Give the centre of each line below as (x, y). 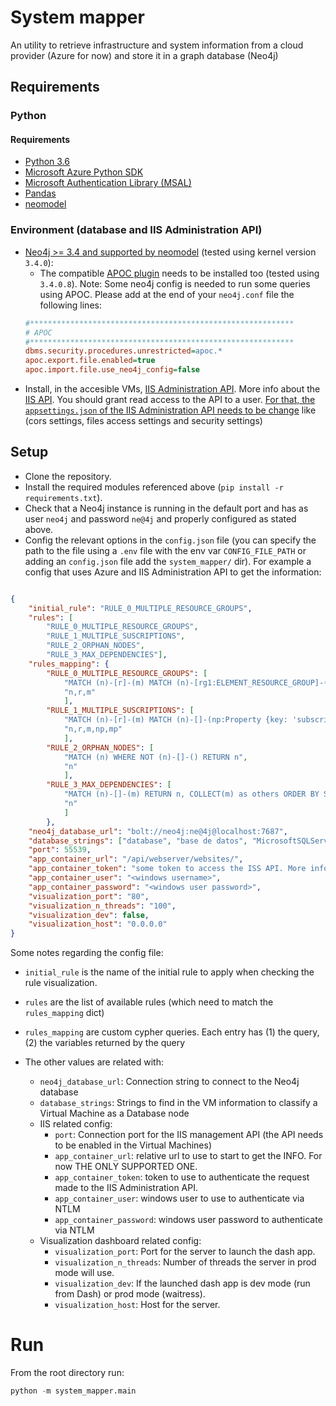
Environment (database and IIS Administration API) (136, 230)
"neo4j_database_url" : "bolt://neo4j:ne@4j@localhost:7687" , (158, 831)
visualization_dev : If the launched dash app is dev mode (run (182, 1283)
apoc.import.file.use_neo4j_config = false (112, 370)
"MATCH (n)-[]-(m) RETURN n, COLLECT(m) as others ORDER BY (191, 794)
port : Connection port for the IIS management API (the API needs (189, 1135)
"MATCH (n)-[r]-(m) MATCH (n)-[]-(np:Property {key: (175, 720)
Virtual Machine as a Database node (114, 1113)
